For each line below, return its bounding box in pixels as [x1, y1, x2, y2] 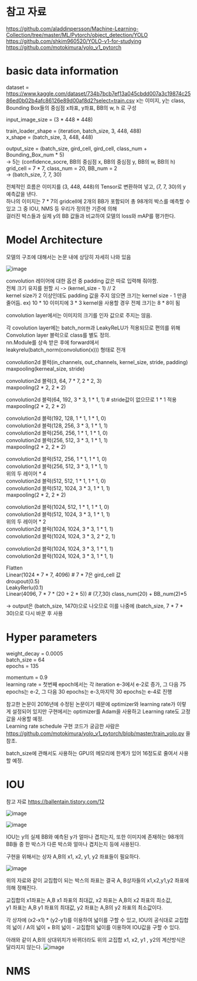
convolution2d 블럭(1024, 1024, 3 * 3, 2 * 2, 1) [6, 532, 116, 539]
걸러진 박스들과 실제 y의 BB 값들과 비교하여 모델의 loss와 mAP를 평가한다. [6, 212, 176, 219]
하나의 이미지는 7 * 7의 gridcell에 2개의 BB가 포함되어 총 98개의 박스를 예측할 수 [6, 198, 191, 205]
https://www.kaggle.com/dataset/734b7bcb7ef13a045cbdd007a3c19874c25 [6, 90, 191, 97]
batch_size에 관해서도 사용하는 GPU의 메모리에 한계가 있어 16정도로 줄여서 [6, 749, 178, 756]
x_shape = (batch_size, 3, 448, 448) [6, 133, 94, 141]
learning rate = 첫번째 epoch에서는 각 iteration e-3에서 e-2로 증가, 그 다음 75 [6, 681, 186, 688]
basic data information [6, 65, 119, 78]
